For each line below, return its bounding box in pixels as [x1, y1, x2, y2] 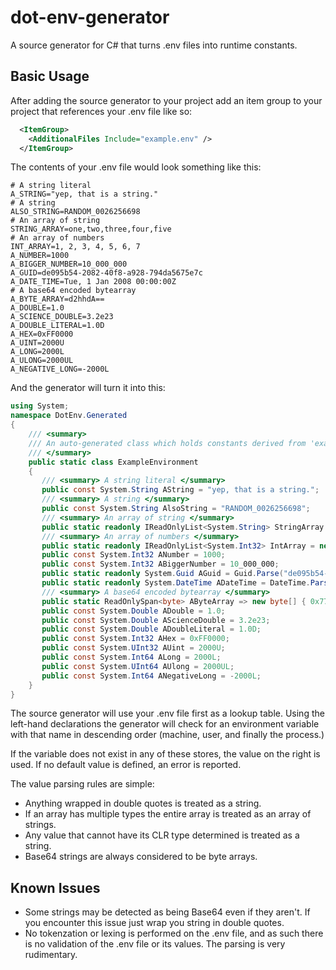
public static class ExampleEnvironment [28, 457, 199, 467]
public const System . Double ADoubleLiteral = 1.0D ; [41, 624, 262, 635]
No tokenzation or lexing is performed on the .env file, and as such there [24, 927, 324, 940]
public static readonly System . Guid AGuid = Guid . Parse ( [41, 569, 284, 579]
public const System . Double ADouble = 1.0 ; [41, 606, 226, 616]
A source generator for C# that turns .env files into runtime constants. [10, 39, 298, 51]
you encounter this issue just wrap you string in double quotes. [24, 917, 285, 929]
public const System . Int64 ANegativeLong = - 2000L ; [41, 671, 262, 681]
